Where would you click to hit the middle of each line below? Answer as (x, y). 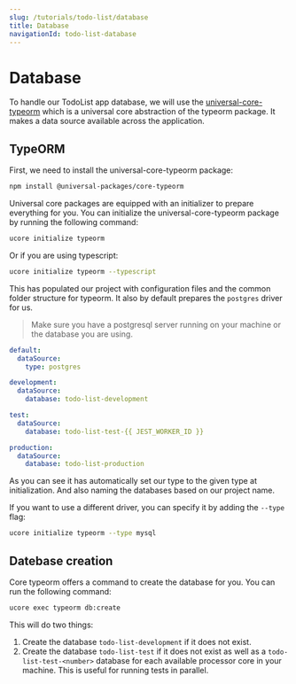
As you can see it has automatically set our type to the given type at (133, 481)
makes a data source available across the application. (107, 121)
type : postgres (53, 367)
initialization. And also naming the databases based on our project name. (142, 490)
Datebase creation (61, 560)
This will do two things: (51, 625)
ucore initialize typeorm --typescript (83, 271)
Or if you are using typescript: (64, 255)
